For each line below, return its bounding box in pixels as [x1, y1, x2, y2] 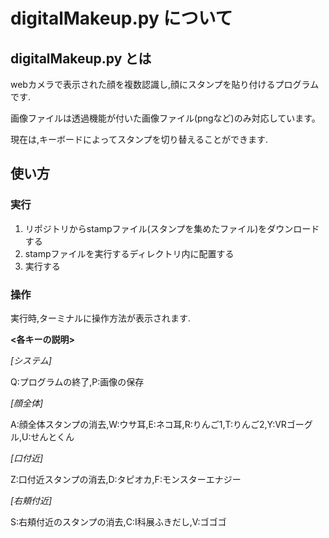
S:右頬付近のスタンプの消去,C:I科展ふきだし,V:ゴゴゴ [10, 515, 227, 528]
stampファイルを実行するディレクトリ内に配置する [24, 247, 235, 259]
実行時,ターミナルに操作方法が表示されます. [10, 312, 192, 324]
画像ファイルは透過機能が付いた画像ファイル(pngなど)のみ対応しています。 [10, 112, 321, 124]
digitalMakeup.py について [10, 7, 233, 30]
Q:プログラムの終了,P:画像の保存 [10, 375, 145, 388]
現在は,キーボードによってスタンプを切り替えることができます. [10, 134, 269, 145]
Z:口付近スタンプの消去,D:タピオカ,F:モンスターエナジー [10, 473, 242, 485]
